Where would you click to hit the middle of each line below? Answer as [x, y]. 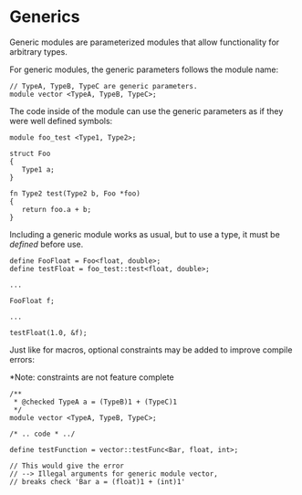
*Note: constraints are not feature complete [92, 377]
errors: [22, 359]
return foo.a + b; [57, 209]
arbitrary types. [39, 51]
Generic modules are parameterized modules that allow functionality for [145, 42]
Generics [45, 17]
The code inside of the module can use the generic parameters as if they [146, 111]
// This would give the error [67, 466]
